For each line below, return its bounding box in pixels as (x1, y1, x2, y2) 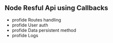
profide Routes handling (11, 17, 62, 22)
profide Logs (11, 32, 38, 38)
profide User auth (11, 22, 48, 28)
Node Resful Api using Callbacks (4, 4, 108, 12)
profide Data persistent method (11, 27, 77, 33)
